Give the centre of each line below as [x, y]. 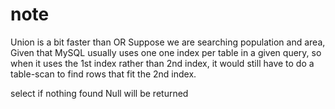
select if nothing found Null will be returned [99, 93]
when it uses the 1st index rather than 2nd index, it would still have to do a [162, 63]
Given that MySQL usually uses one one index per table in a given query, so [166, 52]
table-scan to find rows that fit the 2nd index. [103, 74]
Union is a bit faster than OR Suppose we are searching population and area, [168, 42]
